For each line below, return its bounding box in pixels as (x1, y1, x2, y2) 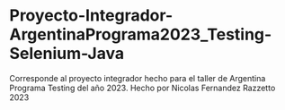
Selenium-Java (9, 44, 125, 63)
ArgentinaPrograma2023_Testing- (9, 24, 272, 45)
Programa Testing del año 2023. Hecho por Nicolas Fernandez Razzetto (9, 82, 276, 93)
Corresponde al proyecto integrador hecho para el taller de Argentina (9, 72, 266, 83)
